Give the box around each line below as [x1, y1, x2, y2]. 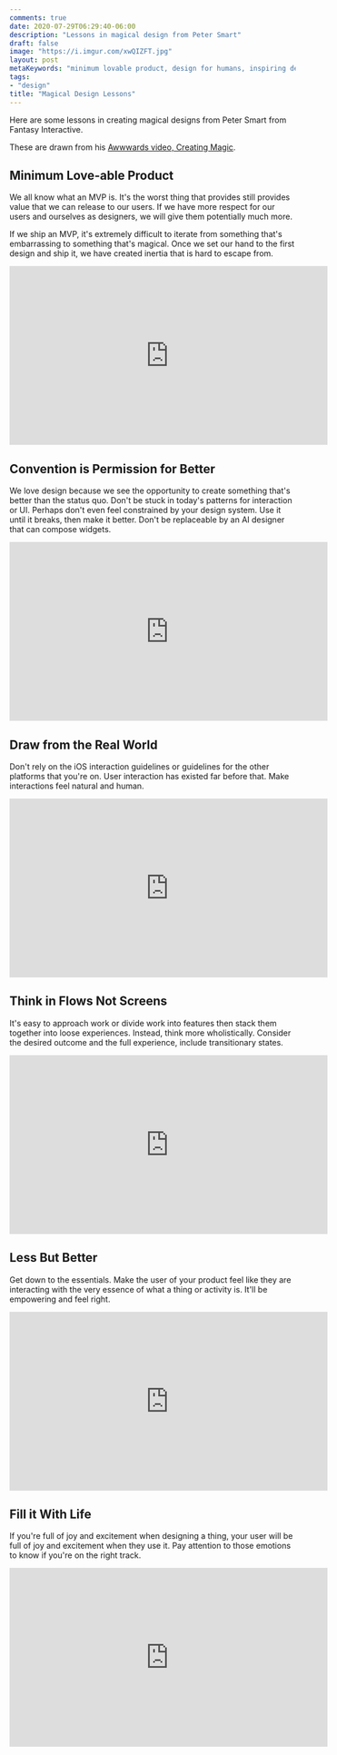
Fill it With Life [9, 1506, 92, 1522]
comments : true [9, 13, 67, 23]
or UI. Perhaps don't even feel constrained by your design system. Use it [9, 505, 282, 516]
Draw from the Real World [9, 737, 158, 752]
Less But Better [9, 1250, 98, 1265]
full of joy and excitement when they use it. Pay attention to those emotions [9, 1541, 292, 1552]
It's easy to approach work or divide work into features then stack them [9, 1017, 277, 1028]
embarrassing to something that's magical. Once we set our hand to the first [9, 238, 295, 250]
